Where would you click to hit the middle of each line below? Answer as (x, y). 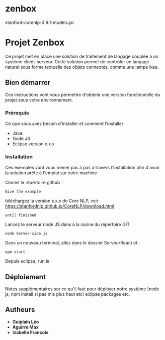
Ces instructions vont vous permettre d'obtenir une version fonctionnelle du (83, 95)
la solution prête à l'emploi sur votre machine (51, 173)
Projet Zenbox (35, 43)
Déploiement (26, 277)
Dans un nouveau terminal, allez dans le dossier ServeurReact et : (73, 243)
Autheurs (20, 310)
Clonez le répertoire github (33, 183)
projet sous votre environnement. (39, 100)
